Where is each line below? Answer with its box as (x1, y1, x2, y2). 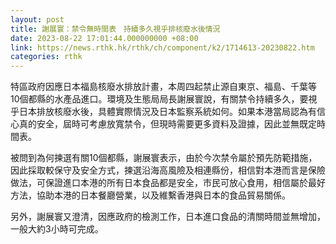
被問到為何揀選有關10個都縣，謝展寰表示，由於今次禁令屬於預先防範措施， (10, 152, 318, 164)
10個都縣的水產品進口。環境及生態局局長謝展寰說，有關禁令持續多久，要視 (10, 93, 318, 105)
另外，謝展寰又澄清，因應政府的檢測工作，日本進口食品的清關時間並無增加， (10, 211, 326, 223)
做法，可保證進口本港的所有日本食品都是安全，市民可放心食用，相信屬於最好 (10, 177, 326, 189)
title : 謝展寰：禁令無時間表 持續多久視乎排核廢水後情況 (10, 24, 221, 34)
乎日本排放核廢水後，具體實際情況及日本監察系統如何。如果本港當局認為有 (10, 106, 317, 118)
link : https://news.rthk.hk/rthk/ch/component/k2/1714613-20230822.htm (10, 42, 315, 53)
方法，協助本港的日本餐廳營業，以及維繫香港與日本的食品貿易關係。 (10, 189, 291, 201)
